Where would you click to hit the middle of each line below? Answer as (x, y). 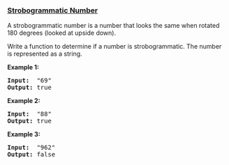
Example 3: (24, 134)
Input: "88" (30, 114)
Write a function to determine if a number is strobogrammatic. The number (114, 47)
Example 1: (23, 68)
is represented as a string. (45, 54)
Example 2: (24, 101)
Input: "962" (31, 148)
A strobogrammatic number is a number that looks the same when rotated (113, 26)
